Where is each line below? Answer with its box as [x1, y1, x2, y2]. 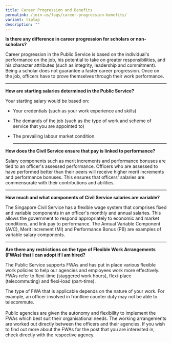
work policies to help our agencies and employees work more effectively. [5, 268, 160, 274]
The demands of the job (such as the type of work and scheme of [12, 118, 152, 124]
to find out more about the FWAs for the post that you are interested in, [5, 327, 155, 333]
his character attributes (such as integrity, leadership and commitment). [5, 62, 157, 68]
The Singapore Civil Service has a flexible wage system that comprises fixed [5, 204, 167, 211]
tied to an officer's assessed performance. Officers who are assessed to [5, 163, 158, 169]
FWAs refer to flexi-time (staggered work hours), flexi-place [5, 273, 132, 279]
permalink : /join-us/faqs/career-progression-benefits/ [5, 12, 127, 17]
